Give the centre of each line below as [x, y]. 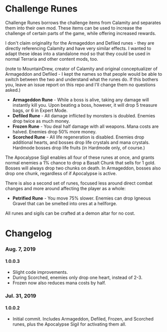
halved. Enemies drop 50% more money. [54, 131]
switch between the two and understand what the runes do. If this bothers [82, 79]
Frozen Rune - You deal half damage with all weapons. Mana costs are [86, 126]
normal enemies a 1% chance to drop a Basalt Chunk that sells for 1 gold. [80, 162]
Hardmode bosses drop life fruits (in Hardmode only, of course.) [79, 147]
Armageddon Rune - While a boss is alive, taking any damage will [81, 100]
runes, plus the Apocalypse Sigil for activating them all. [69, 324]
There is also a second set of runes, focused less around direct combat [79, 183]
